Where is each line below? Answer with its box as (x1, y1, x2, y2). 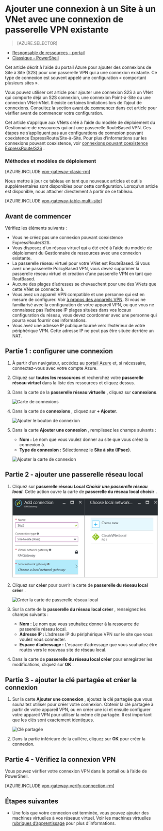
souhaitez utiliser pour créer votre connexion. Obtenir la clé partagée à (12, 701, 154, 708)
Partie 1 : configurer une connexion (5, 347, 113, 356)
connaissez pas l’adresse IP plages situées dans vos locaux (12, 307, 131, 313)
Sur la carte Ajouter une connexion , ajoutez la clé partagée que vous (12, 696, 152, 702)
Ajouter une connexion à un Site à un (5, 3, 156, 15)
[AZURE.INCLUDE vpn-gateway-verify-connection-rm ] (5, 783, 115, 789)
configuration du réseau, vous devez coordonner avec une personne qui (12, 312, 157, 318)
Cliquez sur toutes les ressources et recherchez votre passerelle (12, 375, 144, 380)
